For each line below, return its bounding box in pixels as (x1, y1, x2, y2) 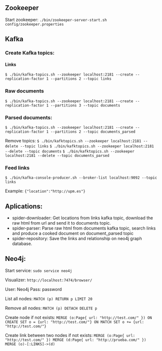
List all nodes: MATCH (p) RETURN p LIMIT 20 (5, 295, 93, 302)
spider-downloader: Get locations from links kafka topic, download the (12, 215, 153, 221)
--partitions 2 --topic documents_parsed (50, 129, 136, 134)
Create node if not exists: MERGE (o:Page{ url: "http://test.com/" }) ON (5, 314, 152, 320)
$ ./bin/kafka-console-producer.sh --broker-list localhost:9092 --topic (5, 175, 158, 181)
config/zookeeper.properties (5, 22, 64, 27)
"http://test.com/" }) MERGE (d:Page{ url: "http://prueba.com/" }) (5, 337, 146, 342)
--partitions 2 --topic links (50, 76, 112, 81)
